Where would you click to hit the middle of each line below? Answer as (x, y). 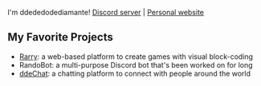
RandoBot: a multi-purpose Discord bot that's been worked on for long (136, 64)
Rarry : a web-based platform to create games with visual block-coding (136, 57)
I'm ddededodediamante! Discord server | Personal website (106, 12)
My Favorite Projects (60, 37)
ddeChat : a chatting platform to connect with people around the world (135, 73)
